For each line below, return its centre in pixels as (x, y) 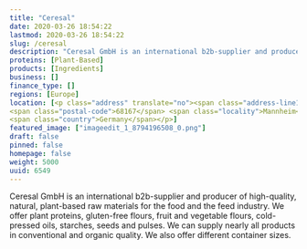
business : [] (34, 78)
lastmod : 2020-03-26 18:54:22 (67, 35)
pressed (25, 225)
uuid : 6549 (30, 171)
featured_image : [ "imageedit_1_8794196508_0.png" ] (108, 129)
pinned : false (37, 145)
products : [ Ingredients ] (57, 69)
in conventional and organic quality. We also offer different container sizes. (150, 235)
